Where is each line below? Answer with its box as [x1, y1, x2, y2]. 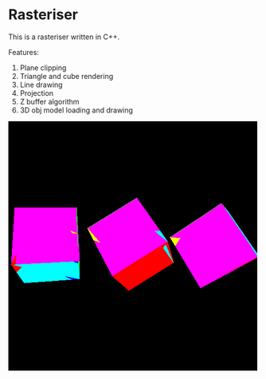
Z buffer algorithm [19, 97, 80, 106]
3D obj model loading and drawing [19, 105, 134, 115]
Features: [8, 47, 40, 57]
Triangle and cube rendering [19, 71, 114, 81]
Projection [19, 88, 54, 97]
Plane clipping [19, 62, 67, 73]
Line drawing [19, 80, 63, 89]
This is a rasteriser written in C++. [8, 32, 120, 41]
